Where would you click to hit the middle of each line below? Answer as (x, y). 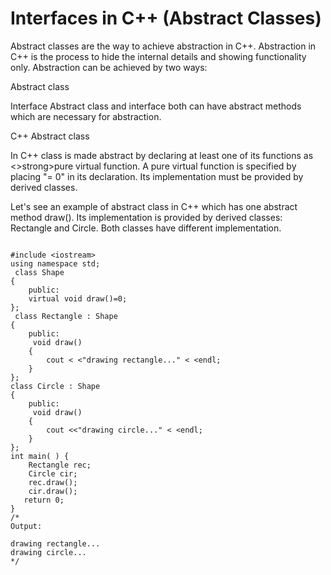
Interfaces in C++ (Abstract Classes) (166, 18)
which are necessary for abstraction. (86, 116)
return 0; (44, 500)
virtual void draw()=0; (78, 298)
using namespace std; (55, 263)
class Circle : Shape (55, 386)
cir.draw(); (53, 491)
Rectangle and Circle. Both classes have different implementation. (146, 228)
